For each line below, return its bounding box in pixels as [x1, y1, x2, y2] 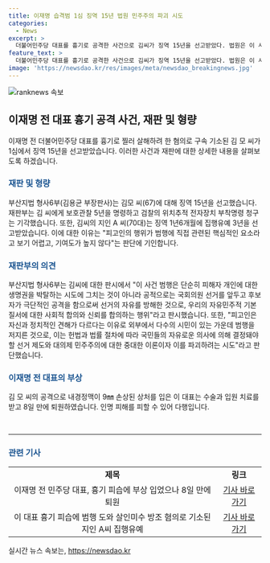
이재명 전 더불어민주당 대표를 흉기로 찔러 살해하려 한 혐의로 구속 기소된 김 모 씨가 [8, 136, 261, 146]
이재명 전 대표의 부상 [8, 372, 83, 384]
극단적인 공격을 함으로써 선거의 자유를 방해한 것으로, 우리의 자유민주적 [22, 300, 243, 310]
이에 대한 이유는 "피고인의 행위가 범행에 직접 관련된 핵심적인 [51, 228, 239, 237]
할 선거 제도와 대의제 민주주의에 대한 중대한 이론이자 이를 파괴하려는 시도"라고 [8, 340, 252, 350]
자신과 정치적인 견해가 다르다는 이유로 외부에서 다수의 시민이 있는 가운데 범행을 [8, 320, 256, 330]
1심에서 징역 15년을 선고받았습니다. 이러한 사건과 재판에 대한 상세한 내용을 [8, 146, 239, 155]
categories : [8, 19, 48, 27]
